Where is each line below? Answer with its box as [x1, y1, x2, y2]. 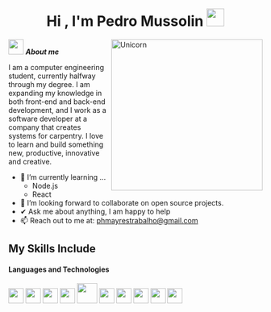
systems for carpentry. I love [8, 131, 103, 140]
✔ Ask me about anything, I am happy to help [19, 206, 171, 216]
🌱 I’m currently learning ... [19, 172, 106, 181]
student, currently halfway [8, 71, 96, 81]
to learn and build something [8, 139, 104, 149]
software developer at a [8, 114, 87, 123]
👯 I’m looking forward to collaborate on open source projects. [19, 198, 224, 207]
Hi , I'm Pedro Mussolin [46, 12, 204, 31]
